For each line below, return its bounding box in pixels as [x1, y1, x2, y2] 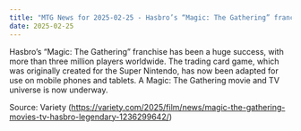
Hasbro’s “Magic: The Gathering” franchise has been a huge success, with [9, 46, 284, 57]
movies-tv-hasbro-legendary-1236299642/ [9, 111, 170, 122]
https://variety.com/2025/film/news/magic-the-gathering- [71, 101, 286, 112]
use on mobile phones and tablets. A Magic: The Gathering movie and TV [9, 74, 280, 85]
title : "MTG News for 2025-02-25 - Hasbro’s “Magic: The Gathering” [9, 13, 271, 22]
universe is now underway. [9, 84, 109, 95]
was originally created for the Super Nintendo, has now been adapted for [9, 65, 279, 76]
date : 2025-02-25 [9, 22, 74, 31]
